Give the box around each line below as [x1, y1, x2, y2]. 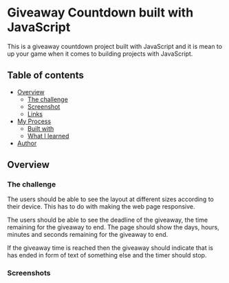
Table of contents [7, 70, 84, 81]
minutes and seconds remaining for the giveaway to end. [7, 231, 168, 239]
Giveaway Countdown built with [7, 5, 194, 21]
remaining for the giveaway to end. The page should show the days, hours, [7, 223, 220, 231]
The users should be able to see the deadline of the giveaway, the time [7, 216, 208, 224]
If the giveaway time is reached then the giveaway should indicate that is [7, 244, 213, 252]
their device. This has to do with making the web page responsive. [7, 202, 195, 211]
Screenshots [7, 269, 51, 278]
